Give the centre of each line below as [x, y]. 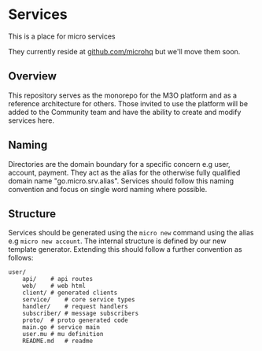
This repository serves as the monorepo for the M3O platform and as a [123, 95]
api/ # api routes [57, 279]
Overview [33, 76]
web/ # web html [54, 286]
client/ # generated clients [70, 293]
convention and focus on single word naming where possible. [108, 189]
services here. [31, 120]
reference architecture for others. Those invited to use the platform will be [128, 103]
